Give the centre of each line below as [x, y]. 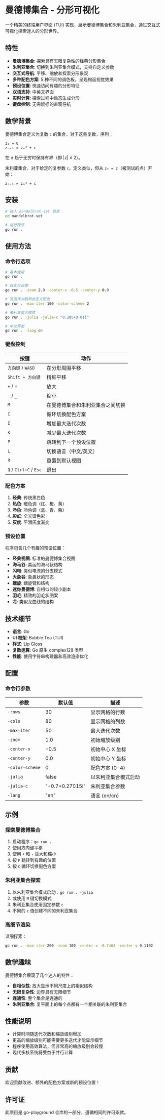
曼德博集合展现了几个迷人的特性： [40, 975]
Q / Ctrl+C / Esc [25, 469]
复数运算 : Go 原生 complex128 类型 [48, 650]
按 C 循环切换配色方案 [34, 866]
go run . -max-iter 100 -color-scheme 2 [47, 304]
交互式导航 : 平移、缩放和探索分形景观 [50, 73]
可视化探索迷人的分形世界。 [33, 31]
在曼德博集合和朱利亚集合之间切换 [86, 405]
